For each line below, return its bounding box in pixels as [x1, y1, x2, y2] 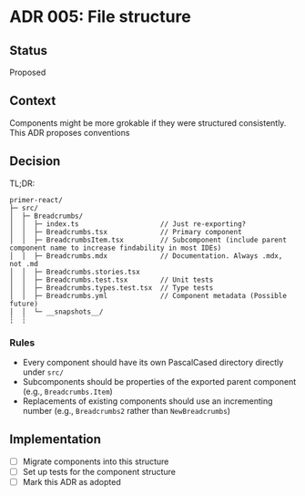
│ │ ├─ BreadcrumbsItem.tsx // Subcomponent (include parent [9, 235, 287, 244]
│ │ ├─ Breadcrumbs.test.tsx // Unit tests [9, 275, 214, 284]
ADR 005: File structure [9, 6, 191, 27]
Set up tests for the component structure [22, 466, 176, 477]
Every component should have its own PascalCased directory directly [22, 356, 284, 367]
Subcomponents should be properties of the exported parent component [22, 376, 297, 387]
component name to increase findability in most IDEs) [9, 243, 222, 253]
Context [9, 93, 56, 108]
